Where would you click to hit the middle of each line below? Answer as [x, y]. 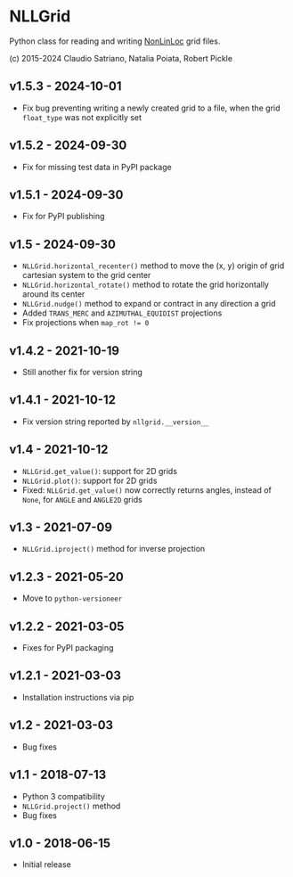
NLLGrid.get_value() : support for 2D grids [100, 471]
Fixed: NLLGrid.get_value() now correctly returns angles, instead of [146, 490]
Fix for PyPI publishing [63, 217]
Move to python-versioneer [72, 598]
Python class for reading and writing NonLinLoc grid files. [115, 41]
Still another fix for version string [82, 372]
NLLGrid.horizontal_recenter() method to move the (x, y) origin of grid [153, 266]
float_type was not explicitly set [82, 117]
